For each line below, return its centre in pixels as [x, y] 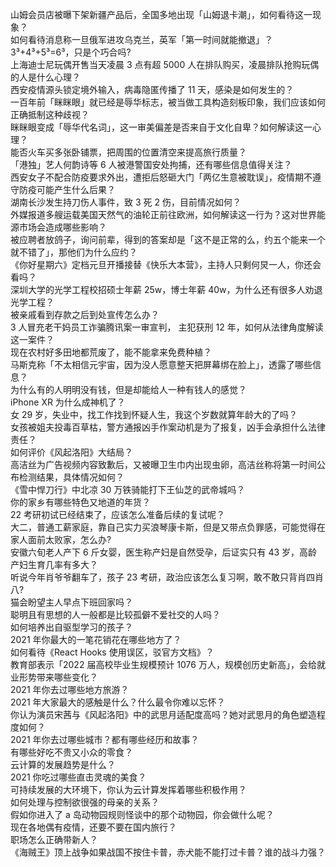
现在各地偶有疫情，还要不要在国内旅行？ [93, 827]
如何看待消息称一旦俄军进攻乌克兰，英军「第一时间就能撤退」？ [141, 39]
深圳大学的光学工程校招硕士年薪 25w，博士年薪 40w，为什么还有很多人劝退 [166, 289]
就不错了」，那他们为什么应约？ [74, 252]
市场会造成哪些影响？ [62, 227]
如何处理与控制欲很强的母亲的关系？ [85, 802]
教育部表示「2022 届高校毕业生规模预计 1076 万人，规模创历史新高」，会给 [163, 664]
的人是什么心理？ [45, 77]
